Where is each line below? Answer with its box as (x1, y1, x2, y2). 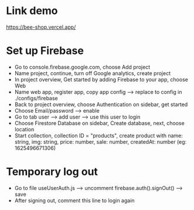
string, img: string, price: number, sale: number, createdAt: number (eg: (14, 138, 187, 145)
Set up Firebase (6, 44, 84, 57)
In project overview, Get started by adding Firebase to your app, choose (14, 76, 189, 83)
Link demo (6, 4, 58, 18)
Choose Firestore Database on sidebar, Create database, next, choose (14, 119, 185, 127)
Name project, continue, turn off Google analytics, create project (14, 69, 171, 77)
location (14, 126, 35, 133)
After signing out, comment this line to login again (14, 197, 135, 204)
